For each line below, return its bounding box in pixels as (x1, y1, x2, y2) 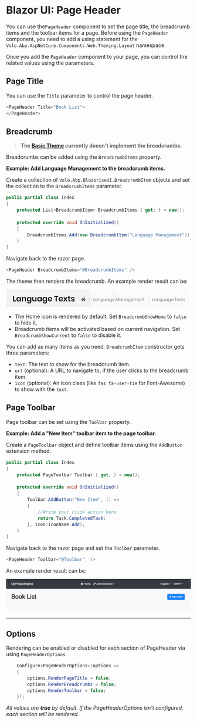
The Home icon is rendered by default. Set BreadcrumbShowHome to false (14, 313, 187, 320)
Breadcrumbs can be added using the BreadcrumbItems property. (6, 153, 162, 161)
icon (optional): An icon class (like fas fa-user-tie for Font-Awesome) (14, 380, 186, 387)
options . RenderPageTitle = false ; (27, 675, 111, 681)
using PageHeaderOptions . (6, 651, 67, 658)
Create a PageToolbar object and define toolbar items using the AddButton (6, 441, 183, 448)
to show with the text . (14, 386, 69, 393)
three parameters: (6, 349, 50, 356)
